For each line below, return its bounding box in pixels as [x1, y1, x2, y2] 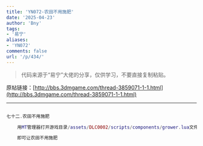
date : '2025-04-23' [6, 14, 56, 21]
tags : [6, 25, 20, 32]
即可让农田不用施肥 [17, 135, 58, 141]
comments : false [6, 48, 47, 54]
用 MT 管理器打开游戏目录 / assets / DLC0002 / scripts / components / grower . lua [17, 124, 190, 130]
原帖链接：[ [6, 84, 35, 91]
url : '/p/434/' [6, 54, 45, 60]
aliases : [6, 37, 28, 43]
